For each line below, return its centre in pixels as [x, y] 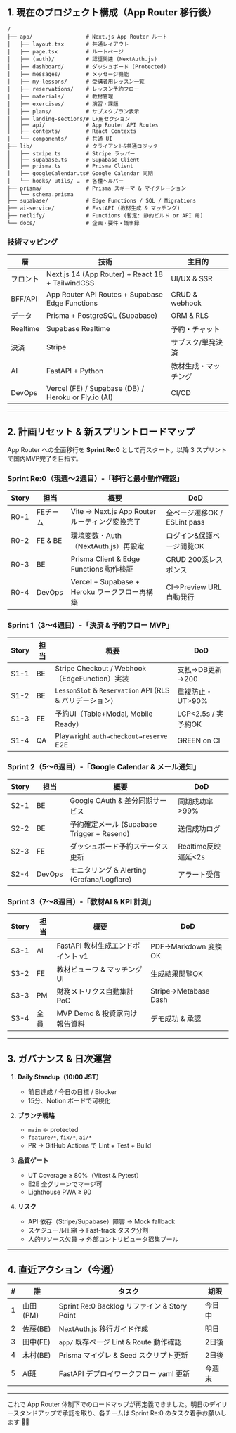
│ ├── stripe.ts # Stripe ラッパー [71, 153]
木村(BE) [37, 1355]
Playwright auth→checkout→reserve [111, 735]
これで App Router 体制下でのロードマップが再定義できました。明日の [108, 1404]
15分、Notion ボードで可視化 [69, 1100]
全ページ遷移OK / [195, 513]
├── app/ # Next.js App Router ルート [87, 37]
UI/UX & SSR [192, 278]
